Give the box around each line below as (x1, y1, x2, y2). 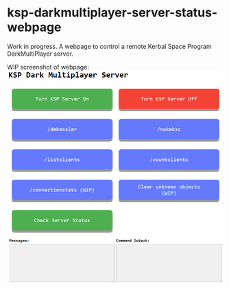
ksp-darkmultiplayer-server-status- (7, 5, 218, 21)
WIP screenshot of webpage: (7, 63, 89, 71)
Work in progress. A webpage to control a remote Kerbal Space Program (7, 42, 212, 50)
